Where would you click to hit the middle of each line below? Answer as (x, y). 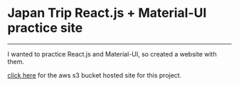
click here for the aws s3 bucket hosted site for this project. (95, 75)
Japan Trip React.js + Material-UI (107, 13)
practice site (45, 28)
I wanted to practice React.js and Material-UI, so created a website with (112, 54)
